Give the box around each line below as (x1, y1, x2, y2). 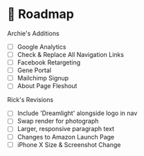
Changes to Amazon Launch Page (17, 132, 115, 141)
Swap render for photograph (17, 117, 99, 125)
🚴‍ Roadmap (7, 6, 74, 22)
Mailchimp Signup (17, 74, 69, 83)
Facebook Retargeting (17, 58, 81, 67)
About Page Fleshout (17, 82, 78, 90)
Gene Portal (17, 66, 52, 75)
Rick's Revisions (7, 96, 54, 104)
